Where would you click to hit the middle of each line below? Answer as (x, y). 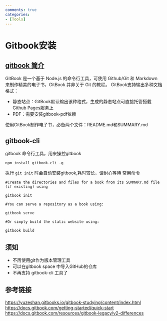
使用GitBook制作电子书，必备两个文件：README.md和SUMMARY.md (77, 125)
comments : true (21, 10)
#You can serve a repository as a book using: (54, 204)
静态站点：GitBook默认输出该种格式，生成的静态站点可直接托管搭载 (82, 102)
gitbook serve (20, 213)
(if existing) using (27, 187)
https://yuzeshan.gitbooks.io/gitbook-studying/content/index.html (73, 302)
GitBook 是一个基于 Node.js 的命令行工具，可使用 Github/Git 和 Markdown (81, 79)
